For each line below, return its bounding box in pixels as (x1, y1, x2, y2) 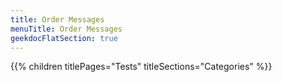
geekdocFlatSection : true (10, 33, 118, 43)
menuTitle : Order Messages (10, 24, 123, 34)
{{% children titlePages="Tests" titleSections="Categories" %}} (10, 61, 273, 73)
